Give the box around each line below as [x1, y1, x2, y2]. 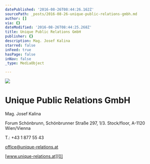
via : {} [5, 20, 21, 26]
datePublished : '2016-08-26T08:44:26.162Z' [5, 7, 94, 12]
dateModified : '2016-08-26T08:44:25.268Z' [5, 25, 92, 30]
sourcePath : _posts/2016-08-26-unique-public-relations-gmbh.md [5, 12, 137, 16]
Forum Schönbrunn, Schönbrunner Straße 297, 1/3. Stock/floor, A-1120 [5, 120, 145, 126]
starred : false [5, 43, 36, 48]
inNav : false [5, 56, 31, 61]
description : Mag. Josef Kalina [5, 39, 70, 43]
